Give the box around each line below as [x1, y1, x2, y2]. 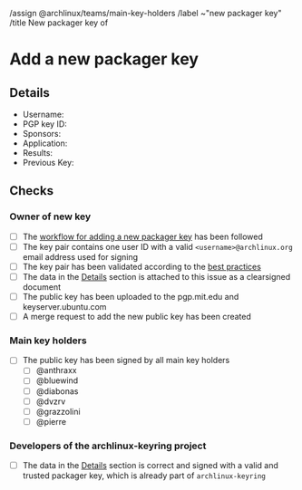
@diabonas [35, 385, 79, 397]
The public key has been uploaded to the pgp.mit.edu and [22, 291, 239, 302]
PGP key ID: [22, 119, 68, 130]
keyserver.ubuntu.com [22, 302, 107, 312]
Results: [22, 148, 53, 158]
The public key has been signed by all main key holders [22, 355, 230, 366]
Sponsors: [22, 129, 62, 139]
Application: [22, 138, 68, 149]
